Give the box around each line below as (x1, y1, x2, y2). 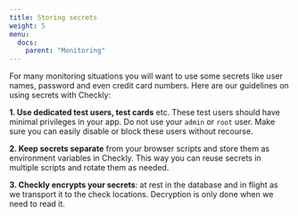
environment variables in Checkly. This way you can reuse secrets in (9, 153, 261, 163)
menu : (9, 29, 29, 38)
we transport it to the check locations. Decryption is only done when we (9, 189, 274, 200)
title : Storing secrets (9, 12, 98, 22)
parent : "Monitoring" (25, 46, 105, 55)
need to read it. (9, 198, 65, 210)
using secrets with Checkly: (9, 90, 112, 101)
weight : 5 (9, 21, 46, 30)
